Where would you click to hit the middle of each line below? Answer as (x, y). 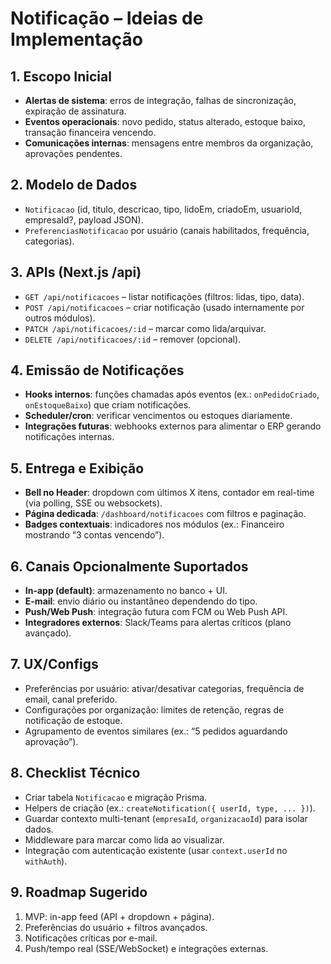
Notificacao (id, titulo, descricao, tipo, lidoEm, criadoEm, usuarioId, (163, 209)
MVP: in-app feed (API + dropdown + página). (119, 916)
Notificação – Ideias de (107, 18)
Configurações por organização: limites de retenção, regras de (154, 709)
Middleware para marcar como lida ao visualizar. (124, 839)
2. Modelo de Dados (74, 185)
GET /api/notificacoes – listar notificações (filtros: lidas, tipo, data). (164, 296)
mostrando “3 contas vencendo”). (94, 535)
